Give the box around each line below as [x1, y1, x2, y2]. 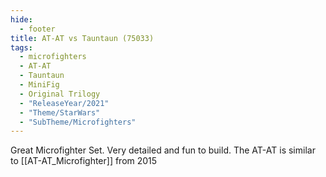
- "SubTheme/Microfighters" [19, 117, 137, 127]
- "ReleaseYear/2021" [19, 98, 110, 108]
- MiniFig [19, 80, 60, 90]
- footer [19, 24, 56, 34]
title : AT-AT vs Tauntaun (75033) [10, 33, 155, 43]
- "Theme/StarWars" [19, 107, 101, 118]
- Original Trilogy [19, 89, 101, 99]
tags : [10, 42, 33, 53]
